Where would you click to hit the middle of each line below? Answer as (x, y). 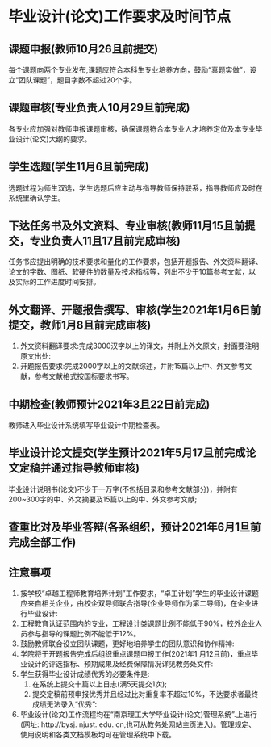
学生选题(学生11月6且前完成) (79, 167)
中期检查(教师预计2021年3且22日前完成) (109, 404)
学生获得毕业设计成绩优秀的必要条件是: (85, 674)
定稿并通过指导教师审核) (79, 468)
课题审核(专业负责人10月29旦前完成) (99, 108)
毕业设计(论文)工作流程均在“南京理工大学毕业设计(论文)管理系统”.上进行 (139, 715)
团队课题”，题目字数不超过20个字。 (78, 80)
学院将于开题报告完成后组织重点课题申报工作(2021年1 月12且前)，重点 (135, 654)
